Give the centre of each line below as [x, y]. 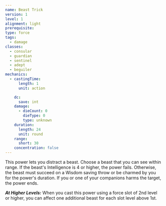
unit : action [32, 88]
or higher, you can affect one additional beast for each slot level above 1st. [81, 198]
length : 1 [28, 83]
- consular [21, 51]
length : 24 [29, 130]
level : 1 [14, 19]
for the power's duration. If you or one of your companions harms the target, [83, 178]
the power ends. [22, 183]
